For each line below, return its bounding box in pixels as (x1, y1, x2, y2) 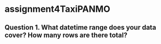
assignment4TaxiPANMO (4, 3, 111, 15)
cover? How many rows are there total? (4, 31, 128, 39)
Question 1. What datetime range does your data (4, 23, 157, 32)
